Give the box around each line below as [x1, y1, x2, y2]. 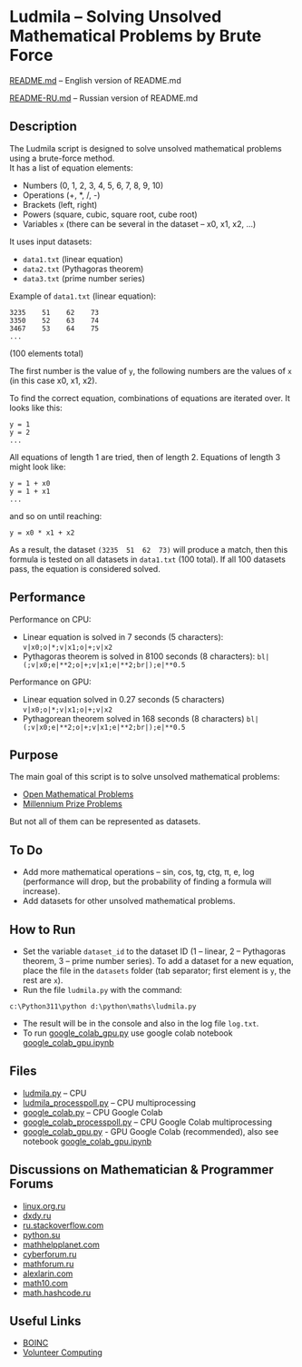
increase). [22, 886, 61, 897]
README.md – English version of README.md [9, 74, 181, 85]
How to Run [9, 921, 76, 937]
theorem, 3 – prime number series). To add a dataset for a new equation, [22, 956, 294, 966]
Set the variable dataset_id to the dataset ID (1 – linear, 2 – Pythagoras [22, 946, 286, 957]
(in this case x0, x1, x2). [9, 375, 98, 386]
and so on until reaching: [9, 510, 102, 521]
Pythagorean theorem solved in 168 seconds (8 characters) [22, 713, 245, 723]
